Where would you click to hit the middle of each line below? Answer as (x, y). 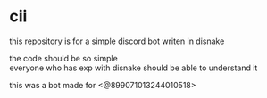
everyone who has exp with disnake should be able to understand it (133, 68)
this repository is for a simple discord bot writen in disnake (117, 41)
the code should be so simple (63, 58)
